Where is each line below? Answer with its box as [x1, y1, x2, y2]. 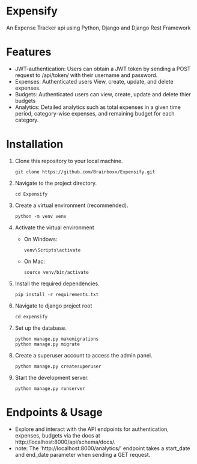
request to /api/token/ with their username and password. [14, 71, 158, 79]
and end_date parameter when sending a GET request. [14, 451, 151, 458]
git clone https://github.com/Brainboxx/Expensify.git [14, 169, 156, 175]
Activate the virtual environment [14, 224, 94, 231]
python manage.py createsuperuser [14, 363, 102, 370]
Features [6, 45, 52, 59]
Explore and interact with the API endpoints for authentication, [14, 425, 169, 433]
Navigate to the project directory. [14, 179, 97, 187]
